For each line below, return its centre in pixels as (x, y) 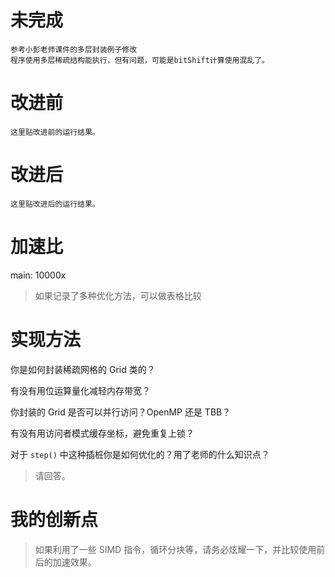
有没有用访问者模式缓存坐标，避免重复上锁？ (102, 433)
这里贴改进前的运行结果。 (55, 132)
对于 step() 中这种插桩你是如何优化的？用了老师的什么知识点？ (140, 454)
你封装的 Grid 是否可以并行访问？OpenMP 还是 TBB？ (121, 412)
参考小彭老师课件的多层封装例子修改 (74, 49)
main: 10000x (38, 275)
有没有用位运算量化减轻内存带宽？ (80, 390)
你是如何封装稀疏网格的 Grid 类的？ (83, 369)
